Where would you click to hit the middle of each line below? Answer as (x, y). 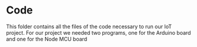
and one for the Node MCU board (47, 39)
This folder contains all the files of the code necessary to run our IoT (89, 26)
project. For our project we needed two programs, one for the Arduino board (98, 32)
